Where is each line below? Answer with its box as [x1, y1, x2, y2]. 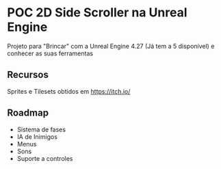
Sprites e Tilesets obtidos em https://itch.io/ [7, 87, 131, 95]
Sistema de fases [16, 125, 66, 133]
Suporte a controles [16, 154, 73, 162]
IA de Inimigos [16, 132, 58, 141]
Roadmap [7, 107, 49, 119]
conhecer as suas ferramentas [7, 49, 94, 57]
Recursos [7, 69, 49, 81]
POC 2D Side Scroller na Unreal [7, 5, 187, 21]
